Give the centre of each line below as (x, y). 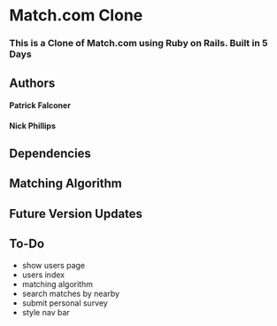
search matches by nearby (71, 293)
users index (43, 275)
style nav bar (46, 312)
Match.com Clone (76, 16)
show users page (54, 265)
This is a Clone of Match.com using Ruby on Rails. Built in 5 (138, 43)
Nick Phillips (32, 126)
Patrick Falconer (40, 105)
